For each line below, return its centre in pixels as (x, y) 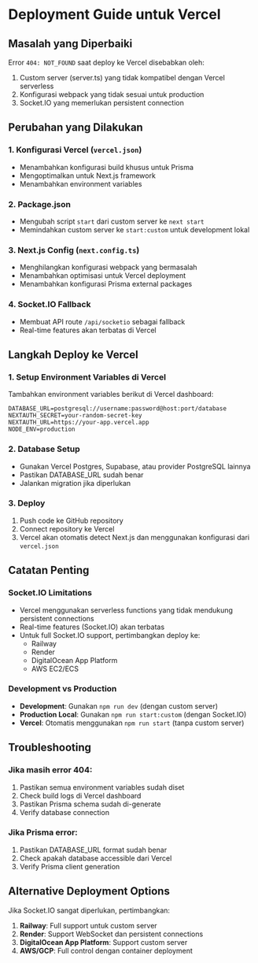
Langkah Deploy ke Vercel (74, 355)
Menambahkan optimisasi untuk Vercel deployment (103, 276)
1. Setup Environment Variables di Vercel (87, 377)
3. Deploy (27, 503)
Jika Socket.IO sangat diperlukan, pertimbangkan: (89, 910)
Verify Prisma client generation (70, 866)
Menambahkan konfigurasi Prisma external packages (106, 284)
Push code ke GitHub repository (71, 520)
